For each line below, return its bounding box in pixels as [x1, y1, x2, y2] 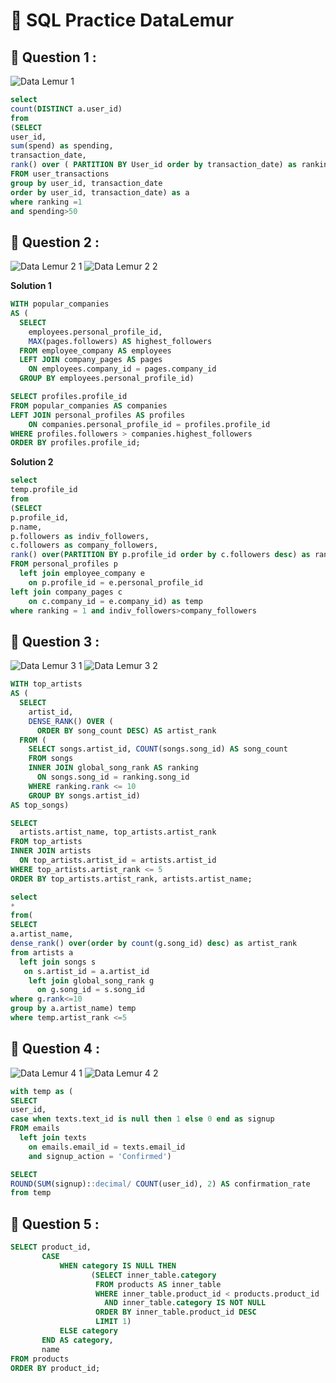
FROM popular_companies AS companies [10, 400, 168, 411]
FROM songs [28, 754, 74, 764]
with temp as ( [10, 1086, 74, 1096]
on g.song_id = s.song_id [36, 985, 145, 995]
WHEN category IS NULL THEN [59, 1260, 177, 1271]
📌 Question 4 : [10, 1040, 100, 1058]
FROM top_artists [10, 837, 83, 847]
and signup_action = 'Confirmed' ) [28, 1151, 172, 1161]
